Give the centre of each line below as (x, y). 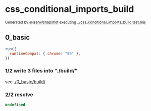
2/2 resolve (19, 94)
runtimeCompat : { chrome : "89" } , (45, 54)
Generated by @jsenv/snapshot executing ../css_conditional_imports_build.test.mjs (75, 22)
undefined (15, 105)
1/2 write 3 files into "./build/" (41, 71)
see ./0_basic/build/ (25, 82)
